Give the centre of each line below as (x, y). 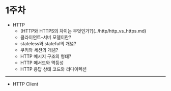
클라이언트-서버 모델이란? (46, 37)
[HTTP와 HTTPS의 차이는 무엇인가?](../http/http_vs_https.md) (83, 31)
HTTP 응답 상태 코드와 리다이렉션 (53, 69)
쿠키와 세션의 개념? (39, 50)
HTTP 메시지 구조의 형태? (46, 56)
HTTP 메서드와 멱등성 (42, 63)
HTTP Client (25, 84)
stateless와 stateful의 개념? (48, 43)
